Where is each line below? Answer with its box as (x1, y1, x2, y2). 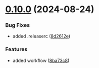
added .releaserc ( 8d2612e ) (12, 33, 71, 39)
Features (5, 46, 28, 53)
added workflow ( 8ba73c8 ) (12, 57, 70, 63)
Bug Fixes (5, 22, 30, 29)
